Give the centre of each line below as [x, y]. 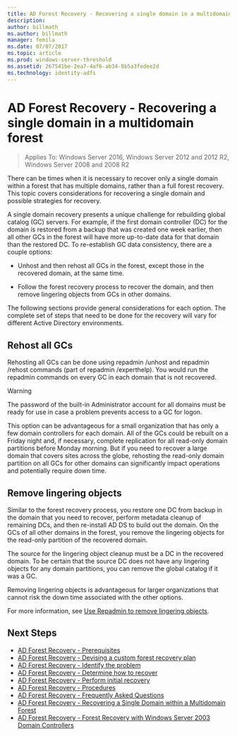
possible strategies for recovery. [54, 201]
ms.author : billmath [38, 34]
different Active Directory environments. [66, 323]
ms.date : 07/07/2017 [38, 47]
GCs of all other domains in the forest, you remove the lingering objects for [116, 533]
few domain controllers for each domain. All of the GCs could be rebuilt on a [118, 433]
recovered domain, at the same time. [71, 273]
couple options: [30, 252]
